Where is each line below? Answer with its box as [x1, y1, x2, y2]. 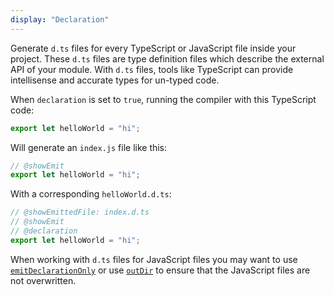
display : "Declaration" [10, 14, 110, 25]
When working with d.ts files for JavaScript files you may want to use [10, 253, 298, 265]
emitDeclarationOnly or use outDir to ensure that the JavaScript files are [10, 264, 311, 276]
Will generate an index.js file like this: [10, 141, 168, 153]
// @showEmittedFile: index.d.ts [10, 207, 150, 218]
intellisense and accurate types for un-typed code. [10, 74, 220, 86]
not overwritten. [10, 274, 77, 286]
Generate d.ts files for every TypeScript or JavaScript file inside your [10, 42, 297, 54]
